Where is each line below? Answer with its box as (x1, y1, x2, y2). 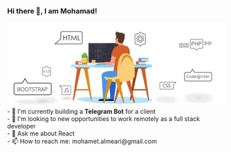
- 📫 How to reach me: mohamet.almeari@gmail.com (7, 137, 157, 146)
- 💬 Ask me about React (7, 129, 75, 137)
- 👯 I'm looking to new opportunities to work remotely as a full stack (7, 115, 201, 123)
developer (7, 122, 37, 131)
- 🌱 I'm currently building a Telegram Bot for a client (7, 107, 156, 116)
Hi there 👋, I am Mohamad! (7, 6, 98, 16)
